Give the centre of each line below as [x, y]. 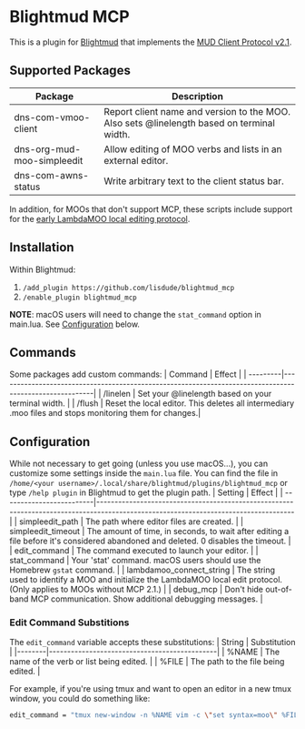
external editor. [136, 160]
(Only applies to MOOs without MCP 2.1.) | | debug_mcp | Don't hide [137, 590]
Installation [42, 248]
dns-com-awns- [51, 175]
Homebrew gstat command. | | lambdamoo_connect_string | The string [142, 570]
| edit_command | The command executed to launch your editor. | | [134, 551]
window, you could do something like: [80, 699]
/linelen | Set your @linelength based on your [187, 394]
